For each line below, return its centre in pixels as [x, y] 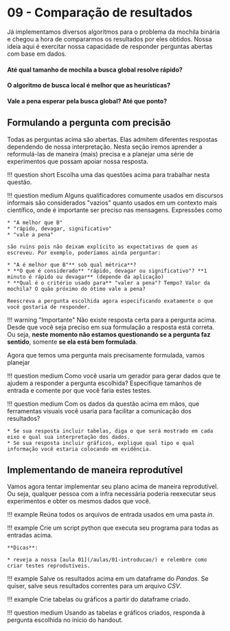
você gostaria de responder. [49, 307]
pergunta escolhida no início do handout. [65, 620]
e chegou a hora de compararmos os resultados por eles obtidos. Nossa [110, 39]
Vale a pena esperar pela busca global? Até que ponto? [87, 101]
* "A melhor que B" [35, 223]
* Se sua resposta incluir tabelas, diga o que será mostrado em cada [110, 431]
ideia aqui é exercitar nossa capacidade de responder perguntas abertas [110, 46]
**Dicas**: [23, 548]
